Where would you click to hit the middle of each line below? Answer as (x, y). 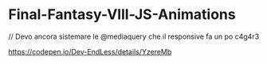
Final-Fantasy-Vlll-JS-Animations (122, 15)
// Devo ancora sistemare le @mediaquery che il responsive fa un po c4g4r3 (134, 36)
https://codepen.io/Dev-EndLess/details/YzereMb (90, 51)
